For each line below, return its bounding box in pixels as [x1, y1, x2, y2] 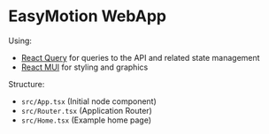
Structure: [8, 78, 45, 89]
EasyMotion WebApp [8, 6, 167, 26]
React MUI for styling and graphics [20, 62, 149, 72]
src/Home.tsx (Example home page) [20, 115, 152, 125]
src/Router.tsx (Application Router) [20, 105, 152, 115]
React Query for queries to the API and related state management [20, 52, 260, 63]
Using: [8, 35, 33, 46]
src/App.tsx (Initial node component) [20, 95, 157, 107]
